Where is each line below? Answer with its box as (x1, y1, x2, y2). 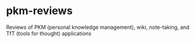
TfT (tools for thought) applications (6, 29, 92, 37)
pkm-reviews (6, 4, 73, 18)
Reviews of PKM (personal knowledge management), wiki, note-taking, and (6, 24, 190, 31)
